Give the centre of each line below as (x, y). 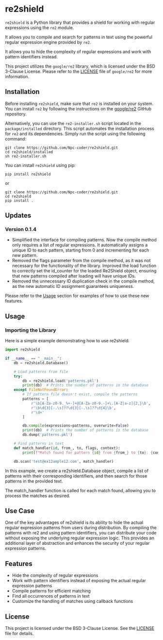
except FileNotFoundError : (41, 390)
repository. (16, 114)
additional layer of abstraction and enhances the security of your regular (77, 543)
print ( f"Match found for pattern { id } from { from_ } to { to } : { (88, 453)
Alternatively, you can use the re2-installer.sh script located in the (73, 123)
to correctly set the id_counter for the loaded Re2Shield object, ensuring (84, 271)
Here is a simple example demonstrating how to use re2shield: (67, 341)
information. (17, 76)
